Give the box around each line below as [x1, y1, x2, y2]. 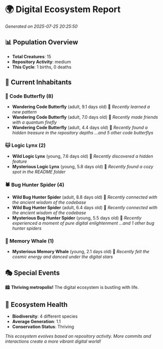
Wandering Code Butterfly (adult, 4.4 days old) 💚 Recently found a [12, 125, 148, 131]
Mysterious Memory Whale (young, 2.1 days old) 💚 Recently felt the [12, 249, 150, 255]
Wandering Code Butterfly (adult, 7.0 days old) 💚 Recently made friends [12, 114, 158, 120]
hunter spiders [12, 225, 42, 231]
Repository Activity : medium [12, 59, 71, 65]
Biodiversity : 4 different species [12, 313, 78, 319]
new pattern [12, 109, 37, 115]
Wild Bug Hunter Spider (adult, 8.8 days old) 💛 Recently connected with [12, 194, 158, 200]
